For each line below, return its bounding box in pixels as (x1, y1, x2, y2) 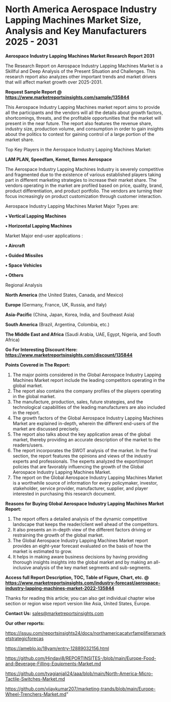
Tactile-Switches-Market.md (5, 676, 65, 682)
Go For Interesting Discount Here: (5, 346, 78, 352)
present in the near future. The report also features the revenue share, (5, 120, 153, 126)
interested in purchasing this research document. (12, 490, 116, 497)
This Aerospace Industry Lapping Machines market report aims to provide (5, 104, 160, 110)
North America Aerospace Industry (5, 4, 157, 15)
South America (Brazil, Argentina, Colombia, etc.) (5, 321, 110, 327)
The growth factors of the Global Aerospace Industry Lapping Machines (12, 415, 164, 421)
